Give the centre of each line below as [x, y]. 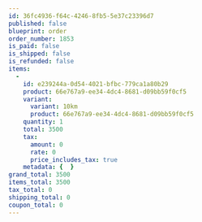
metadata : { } [49, 168]
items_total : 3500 [39, 183]
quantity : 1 [43, 122]
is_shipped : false [39, 54]
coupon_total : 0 [36, 205]
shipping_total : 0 [39, 197]
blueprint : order [38, 31]
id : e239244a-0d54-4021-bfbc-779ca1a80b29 [96, 84]
